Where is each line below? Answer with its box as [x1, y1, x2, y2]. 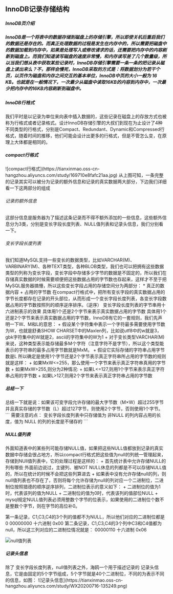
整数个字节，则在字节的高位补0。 [9, 503, 80, 509]
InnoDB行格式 [5, 99, 35, 105]
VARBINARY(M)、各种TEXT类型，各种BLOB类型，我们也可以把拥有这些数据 [5, 264, 164, 270]
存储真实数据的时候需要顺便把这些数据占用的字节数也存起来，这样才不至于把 [5, 276, 167, 283]
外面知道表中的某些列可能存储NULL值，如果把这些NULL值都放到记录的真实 [5, 445, 164, 451]
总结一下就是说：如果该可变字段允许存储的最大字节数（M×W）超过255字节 [5, 399, 164, 405]
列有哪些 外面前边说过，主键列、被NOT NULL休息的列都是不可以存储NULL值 [5, 465, 167, 471]
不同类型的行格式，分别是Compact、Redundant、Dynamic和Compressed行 [5, 126, 165, 133]
